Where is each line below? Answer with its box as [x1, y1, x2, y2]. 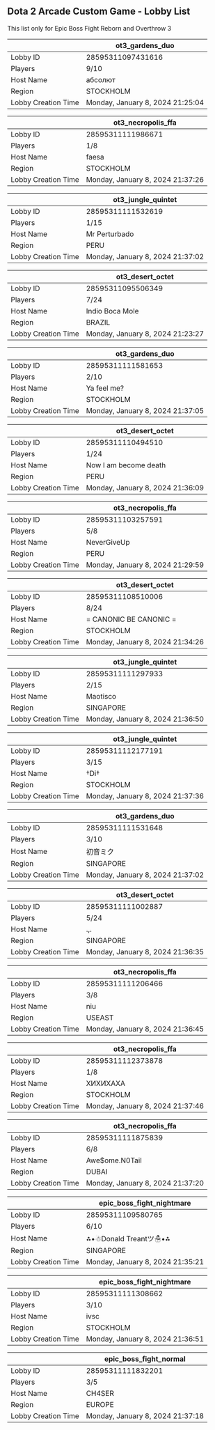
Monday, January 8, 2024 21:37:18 [86, 1410, 204, 1420]
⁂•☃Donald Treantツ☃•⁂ [86, 1234, 170, 1243]
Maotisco [86, 691, 117, 701]
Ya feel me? [86, 383, 124, 393]
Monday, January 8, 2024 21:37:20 [86, 1178, 204, 1188]
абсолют [86, 75, 116, 84]
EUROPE [86, 1399, 115, 1409]
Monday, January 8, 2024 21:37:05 [86, 405, 204, 415]
